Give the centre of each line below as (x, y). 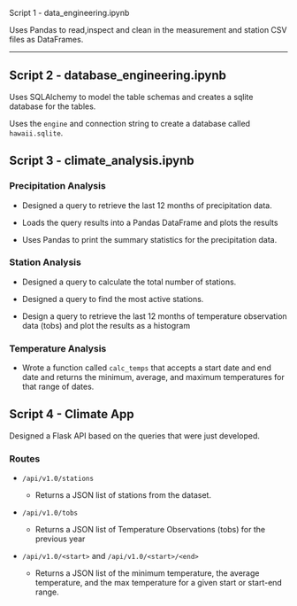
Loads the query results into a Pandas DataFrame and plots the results (150, 222)
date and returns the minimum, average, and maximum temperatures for (153, 377)
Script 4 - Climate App (72, 414)
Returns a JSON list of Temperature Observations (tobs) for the (150, 530)
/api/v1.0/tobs (50, 513)
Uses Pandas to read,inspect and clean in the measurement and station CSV (148, 30)
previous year (60, 539)
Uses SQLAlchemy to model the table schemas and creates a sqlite (131, 97)
